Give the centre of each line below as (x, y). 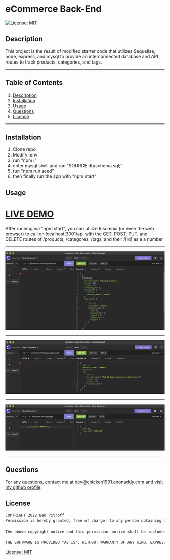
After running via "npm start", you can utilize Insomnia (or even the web (80, 228)
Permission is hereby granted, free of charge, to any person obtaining (83, 521)
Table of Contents (34, 83)
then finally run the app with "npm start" (54, 176)
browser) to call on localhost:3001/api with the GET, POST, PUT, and (76, 234)
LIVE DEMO (30, 214)
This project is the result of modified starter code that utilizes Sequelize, (80, 51)
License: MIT (19, 552)
